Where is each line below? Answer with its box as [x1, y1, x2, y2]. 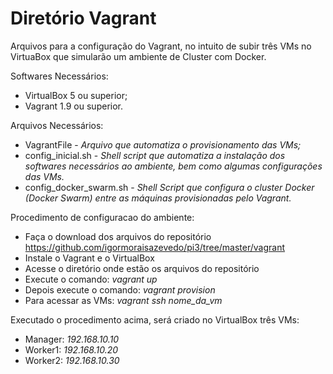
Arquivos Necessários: [10, 119, 104, 131]
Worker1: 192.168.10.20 [24, 343, 119, 356]
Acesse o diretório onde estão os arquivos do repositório [24, 262, 260, 274]
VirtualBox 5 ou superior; [24, 89, 128, 101]
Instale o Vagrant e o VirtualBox [24, 252, 155, 264]
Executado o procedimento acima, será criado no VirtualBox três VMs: [10, 313, 300, 326]
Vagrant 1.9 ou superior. [24, 100, 123, 112]
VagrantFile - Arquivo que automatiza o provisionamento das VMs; [24, 138, 302, 151]
